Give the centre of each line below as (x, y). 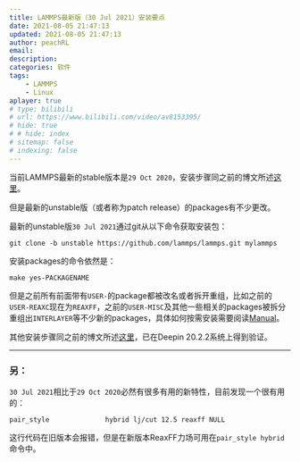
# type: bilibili (42, 109)
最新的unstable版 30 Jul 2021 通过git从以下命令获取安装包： (118, 226)
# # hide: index (39, 134)
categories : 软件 (40, 68)
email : (21, 51)
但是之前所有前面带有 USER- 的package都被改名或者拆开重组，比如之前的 (141, 295)
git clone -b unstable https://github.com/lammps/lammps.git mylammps (143, 243)
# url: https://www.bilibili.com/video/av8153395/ (105, 117)
